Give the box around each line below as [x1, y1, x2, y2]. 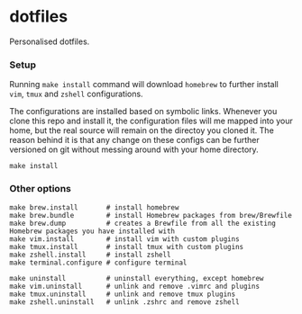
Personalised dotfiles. [9, 36, 90, 47]
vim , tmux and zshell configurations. [9, 88, 143, 100]
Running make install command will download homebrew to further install [9, 79, 279, 90]
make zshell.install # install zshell [9, 250, 171, 259]
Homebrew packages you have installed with [9, 227, 176, 236]
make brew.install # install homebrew [9, 202, 179, 212]
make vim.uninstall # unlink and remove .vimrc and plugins [9, 282, 260, 291]
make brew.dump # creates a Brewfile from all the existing [9, 219, 277, 228]
